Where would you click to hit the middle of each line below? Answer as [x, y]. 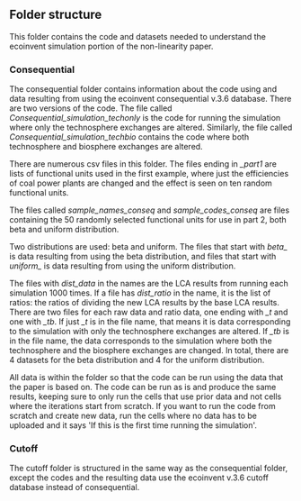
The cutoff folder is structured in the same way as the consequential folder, [149, 469]
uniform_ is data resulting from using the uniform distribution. [123, 266]
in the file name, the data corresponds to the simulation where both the [141, 341]
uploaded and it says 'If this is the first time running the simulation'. [133, 425]
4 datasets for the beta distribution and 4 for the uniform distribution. [137, 360]
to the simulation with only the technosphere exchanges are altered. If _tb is [150, 332]
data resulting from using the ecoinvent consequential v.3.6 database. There [150, 99]
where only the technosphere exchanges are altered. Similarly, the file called [151, 128]
